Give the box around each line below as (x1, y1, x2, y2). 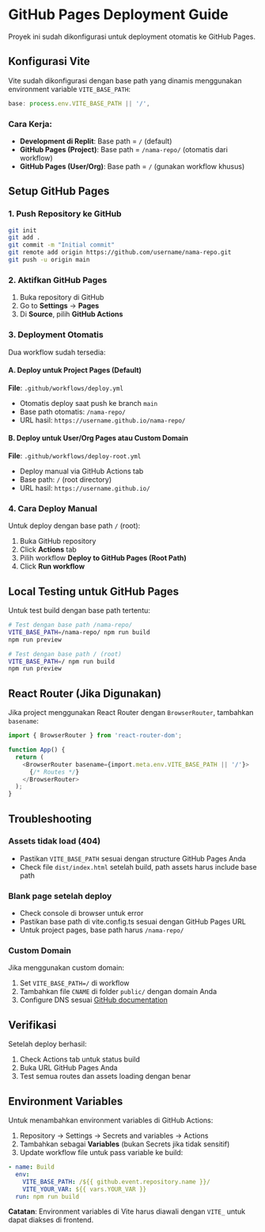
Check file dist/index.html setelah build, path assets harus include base (19, 862, 257, 871)
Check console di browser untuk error (19, 909, 144, 918)
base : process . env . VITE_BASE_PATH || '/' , (8, 99, 150, 108)
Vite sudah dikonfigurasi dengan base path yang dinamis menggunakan (8, 75, 242, 85)
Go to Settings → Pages (19, 301, 100, 311)
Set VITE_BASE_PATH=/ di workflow (19, 978, 130, 988)
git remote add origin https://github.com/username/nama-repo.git (8, 248, 232, 257)
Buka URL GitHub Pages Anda (19, 1063, 118, 1073)
